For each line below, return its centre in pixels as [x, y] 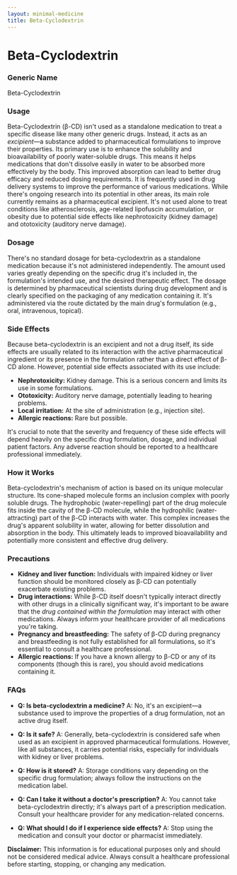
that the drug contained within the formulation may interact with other [119, 611]
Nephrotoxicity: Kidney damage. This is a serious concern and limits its [122, 380]
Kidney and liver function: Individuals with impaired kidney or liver [115, 574]
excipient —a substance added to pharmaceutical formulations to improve [114, 141]
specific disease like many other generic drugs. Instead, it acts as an [107, 134]
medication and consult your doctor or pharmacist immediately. [110, 835]
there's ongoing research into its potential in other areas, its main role [109, 194]
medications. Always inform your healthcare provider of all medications [121, 619]
